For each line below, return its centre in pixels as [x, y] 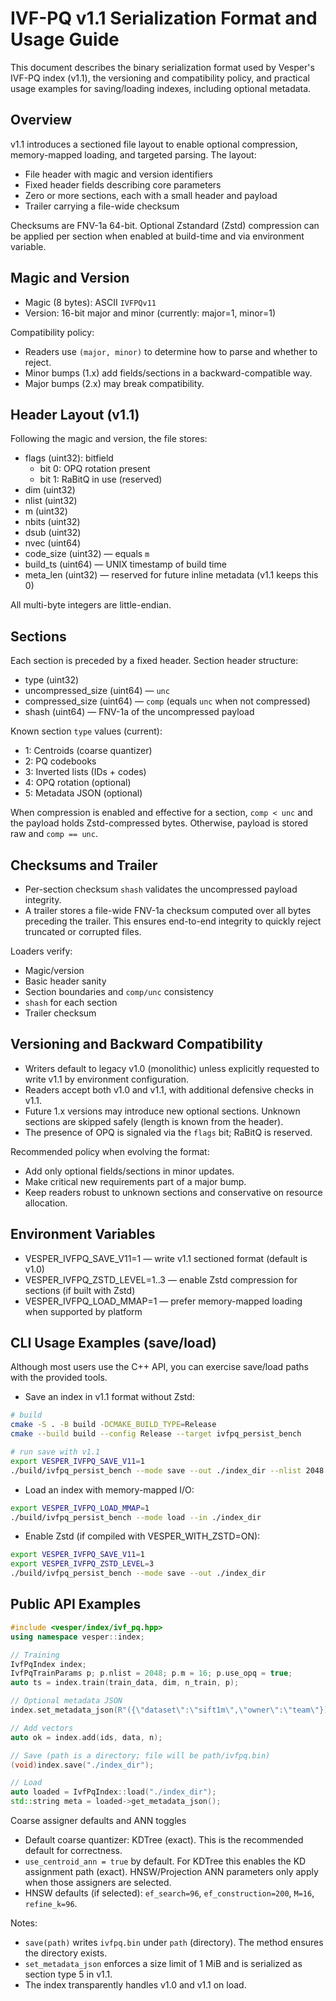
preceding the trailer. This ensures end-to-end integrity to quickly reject [173, 921]
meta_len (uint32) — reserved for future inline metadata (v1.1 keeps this [171, 575]
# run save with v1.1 [55, 1452]
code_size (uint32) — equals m [87, 554]
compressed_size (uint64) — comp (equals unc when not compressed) [167, 701]
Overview [41, 120]
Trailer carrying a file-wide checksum [102, 206]
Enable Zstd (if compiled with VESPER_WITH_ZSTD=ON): [142, 1536]
